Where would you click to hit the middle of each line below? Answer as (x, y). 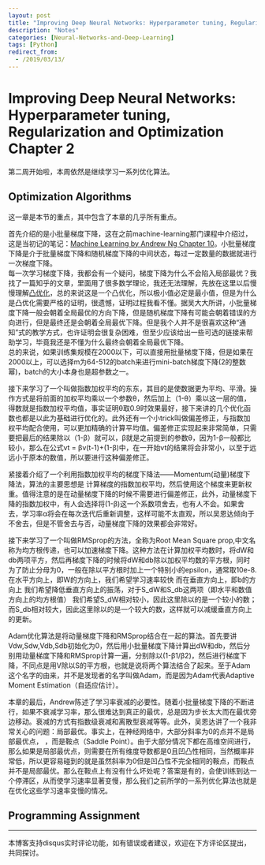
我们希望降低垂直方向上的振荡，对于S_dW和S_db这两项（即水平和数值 (138, 589)
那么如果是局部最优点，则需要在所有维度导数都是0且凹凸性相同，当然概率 (128, 751)
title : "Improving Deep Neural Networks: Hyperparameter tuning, (118, 23)
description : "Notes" (44, 30)
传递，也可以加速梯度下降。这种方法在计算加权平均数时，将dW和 (148, 550)
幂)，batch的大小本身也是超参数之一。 (71, 371)
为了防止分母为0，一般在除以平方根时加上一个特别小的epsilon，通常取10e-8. (132, 569)
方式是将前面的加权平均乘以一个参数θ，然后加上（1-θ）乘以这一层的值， (132, 398)
